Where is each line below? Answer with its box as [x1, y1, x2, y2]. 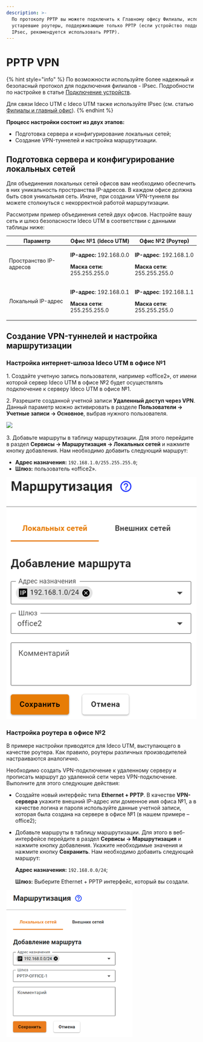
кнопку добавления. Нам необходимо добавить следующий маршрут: [6, 447, 188, 454]
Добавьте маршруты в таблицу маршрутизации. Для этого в [14, 829, 172, 836]
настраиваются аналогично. [6, 755, 80, 762]
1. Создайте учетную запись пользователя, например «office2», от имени [6, 372, 197, 380]
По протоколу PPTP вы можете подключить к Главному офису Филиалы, [11, 16, 185, 22]
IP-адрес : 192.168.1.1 [135, 288, 195, 295]
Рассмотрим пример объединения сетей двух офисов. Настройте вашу [6, 211, 192, 218]
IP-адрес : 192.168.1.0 [135, 251, 195, 259]
